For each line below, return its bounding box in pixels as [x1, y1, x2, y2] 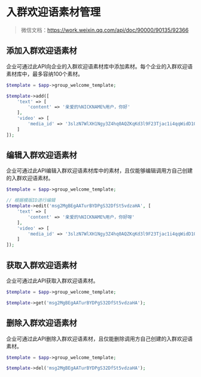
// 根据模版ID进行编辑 [6, 197, 56, 204]
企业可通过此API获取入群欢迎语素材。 [6, 277, 99, 284]
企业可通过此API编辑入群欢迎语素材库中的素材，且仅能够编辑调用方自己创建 [6, 167, 193, 174]
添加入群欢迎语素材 [6, 46, 77, 56]
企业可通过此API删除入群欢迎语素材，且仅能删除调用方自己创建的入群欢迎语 [6, 335, 193, 342]
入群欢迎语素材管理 [6, 5, 101, 19]
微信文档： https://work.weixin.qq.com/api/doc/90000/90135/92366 [20, 26, 189, 34]
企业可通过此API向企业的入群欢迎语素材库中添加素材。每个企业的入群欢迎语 [6, 62, 193, 70]
